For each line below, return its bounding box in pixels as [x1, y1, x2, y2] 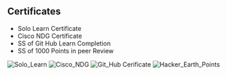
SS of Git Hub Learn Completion [17, 39, 111, 48]
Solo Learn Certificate [17, 24, 82, 32]
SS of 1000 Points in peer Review [17, 46, 114, 55]
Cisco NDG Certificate [17, 32, 82, 40]
